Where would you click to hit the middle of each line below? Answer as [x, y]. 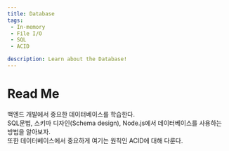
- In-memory [28, 27]
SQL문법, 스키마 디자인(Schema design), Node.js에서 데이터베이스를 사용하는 [115, 123]
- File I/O [26, 33]
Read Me [33, 94]
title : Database [31, 14]
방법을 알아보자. [29, 131]
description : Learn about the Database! [67, 59]
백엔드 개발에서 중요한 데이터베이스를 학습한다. [71, 114]
